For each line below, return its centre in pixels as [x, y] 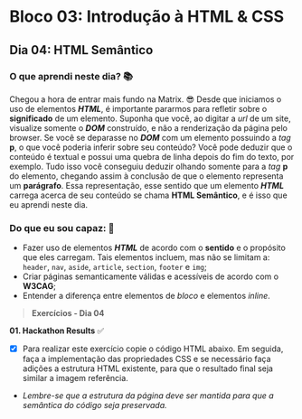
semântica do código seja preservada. [94, 405]
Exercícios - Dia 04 [68, 313]
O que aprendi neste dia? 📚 [71, 76]
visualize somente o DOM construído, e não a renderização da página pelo [148, 127]
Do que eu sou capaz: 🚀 [62, 228]
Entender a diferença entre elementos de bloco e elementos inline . [146, 296]
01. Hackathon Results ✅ [57, 331]
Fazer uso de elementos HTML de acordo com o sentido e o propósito [154, 248]
